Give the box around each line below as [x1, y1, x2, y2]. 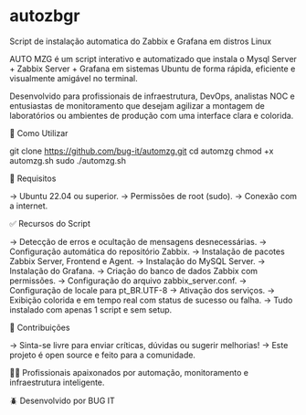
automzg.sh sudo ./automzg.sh [9, 154, 126, 165]
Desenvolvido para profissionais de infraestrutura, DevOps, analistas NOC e [9, 90, 295, 101]
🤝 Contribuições [9, 322, 70, 333]
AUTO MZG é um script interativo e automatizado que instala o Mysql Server [9, 53, 297, 64]
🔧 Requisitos [9, 173, 57, 184]
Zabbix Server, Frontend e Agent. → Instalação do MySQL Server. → [9, 255, 266, 266]
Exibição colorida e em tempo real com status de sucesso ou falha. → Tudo [9, 294, 293, 305]
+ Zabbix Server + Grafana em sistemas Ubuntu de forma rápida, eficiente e [9, 63, 296, 74]
